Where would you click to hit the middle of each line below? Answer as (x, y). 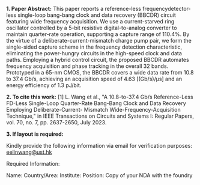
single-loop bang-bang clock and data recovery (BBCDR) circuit (97, 15)
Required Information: (33, 164)
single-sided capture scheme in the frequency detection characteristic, (94, 47)
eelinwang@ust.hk (29, 152)
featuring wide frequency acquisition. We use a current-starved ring (90, 21)
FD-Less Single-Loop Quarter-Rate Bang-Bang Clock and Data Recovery (96, 103)
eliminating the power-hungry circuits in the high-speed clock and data (94, 53)
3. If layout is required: (35, 134)
